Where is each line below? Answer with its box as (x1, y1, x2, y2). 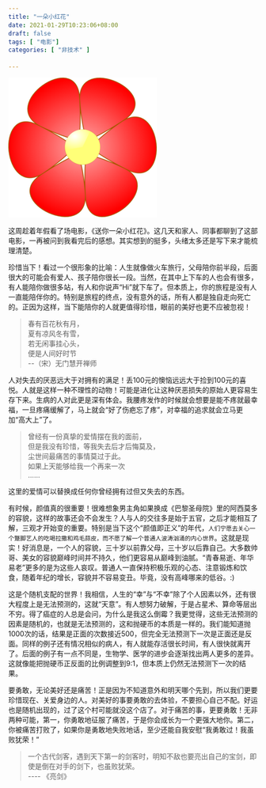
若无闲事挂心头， (27, 339, 84, 348)
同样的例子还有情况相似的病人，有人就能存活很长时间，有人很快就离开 (21, 639, 251, 648)
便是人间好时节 (27, 349, 77, 358)
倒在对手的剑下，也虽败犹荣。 (41, 762, 139, 771)
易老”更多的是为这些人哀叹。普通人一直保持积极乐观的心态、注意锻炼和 (8, 563, 241, 572)
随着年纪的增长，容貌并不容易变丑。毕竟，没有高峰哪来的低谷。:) (21, 573, 235, 582)
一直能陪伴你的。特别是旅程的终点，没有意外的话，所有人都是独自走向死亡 (8, 293, 251, 301)
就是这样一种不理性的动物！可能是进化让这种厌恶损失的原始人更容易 (28, 385, 251, 395)
